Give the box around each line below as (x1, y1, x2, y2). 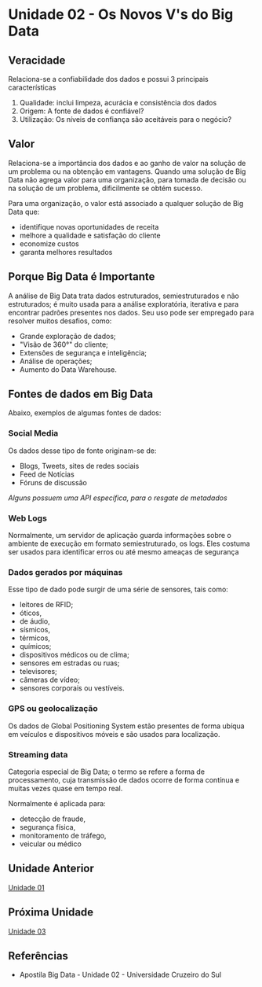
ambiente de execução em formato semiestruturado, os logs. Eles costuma (8, 539, 250, 548)
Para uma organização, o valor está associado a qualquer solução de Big (8, 198, 244, 208)
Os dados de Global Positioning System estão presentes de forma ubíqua (8, 721, 245, 731)
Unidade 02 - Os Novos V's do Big (8, 6, 234, 24)
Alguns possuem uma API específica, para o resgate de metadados (8, 493, 227, 503)
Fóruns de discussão (19, 477, 88, 487)
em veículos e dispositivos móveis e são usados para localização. (8, 729, 220, 738)
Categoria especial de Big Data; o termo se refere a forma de (8, 767, 206, 776)
